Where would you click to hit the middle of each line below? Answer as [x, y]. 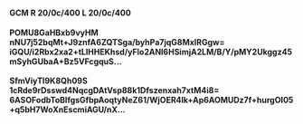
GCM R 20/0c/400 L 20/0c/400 [70, 13]
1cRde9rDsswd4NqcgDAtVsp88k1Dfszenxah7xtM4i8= [114, 91]
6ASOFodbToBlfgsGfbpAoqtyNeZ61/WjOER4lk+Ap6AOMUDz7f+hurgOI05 [151, 100]
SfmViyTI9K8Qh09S [48, 81]
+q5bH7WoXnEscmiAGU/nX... [68, 110]
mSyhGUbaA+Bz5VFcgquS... [66, 62]
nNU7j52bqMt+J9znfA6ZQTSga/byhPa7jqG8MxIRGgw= [117, 43]
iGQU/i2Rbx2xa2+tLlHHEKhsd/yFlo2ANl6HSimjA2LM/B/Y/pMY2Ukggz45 [151, 52]
